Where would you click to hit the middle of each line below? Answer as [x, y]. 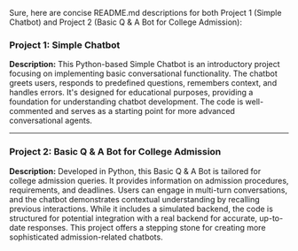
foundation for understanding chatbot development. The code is [126, 102]
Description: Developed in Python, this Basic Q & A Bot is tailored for [135, 171]
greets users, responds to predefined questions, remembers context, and [143, 83]
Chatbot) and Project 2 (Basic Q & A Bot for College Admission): [125, 22]
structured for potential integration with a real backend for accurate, [133, 218]
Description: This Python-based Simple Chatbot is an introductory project [145, 65]
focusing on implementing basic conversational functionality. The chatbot [143, 73]
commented [31, 111]
